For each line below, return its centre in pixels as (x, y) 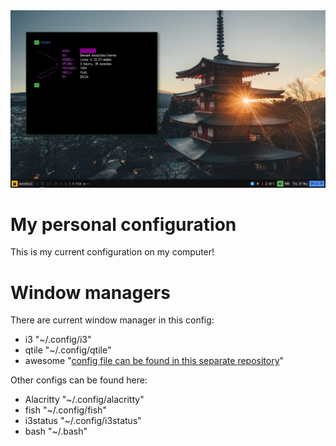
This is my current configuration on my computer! (112, 252)
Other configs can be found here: (79, 380)
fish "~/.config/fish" (65, 410)
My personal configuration (123, 224)
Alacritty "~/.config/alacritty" (84, 400)
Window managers (90, 292)
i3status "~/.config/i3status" (83, 421)
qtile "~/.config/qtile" (68, 350)
